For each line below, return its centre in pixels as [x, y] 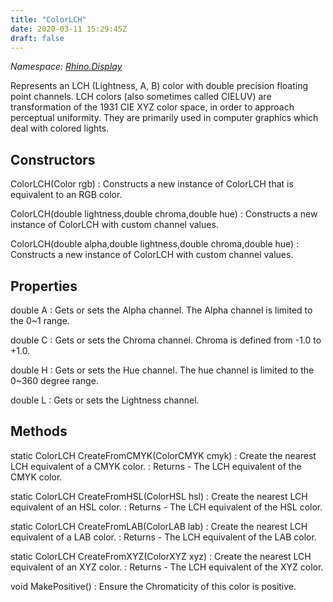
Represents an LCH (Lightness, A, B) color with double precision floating [159, 86]
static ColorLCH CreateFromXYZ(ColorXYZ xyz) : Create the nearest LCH [161, 556]
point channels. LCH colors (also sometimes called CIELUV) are [141, 97]
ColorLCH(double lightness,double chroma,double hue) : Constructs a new [164, 214]
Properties [44, 286]
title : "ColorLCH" [48, 19]
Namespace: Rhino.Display [66, 67]
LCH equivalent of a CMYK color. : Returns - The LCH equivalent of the [156, 466]
